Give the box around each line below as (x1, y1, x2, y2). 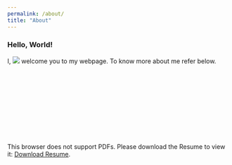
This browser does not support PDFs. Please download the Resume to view (7, 142, 226, 151)
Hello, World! (7, 40, 53, 50)
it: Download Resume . (7, 150, 71, 158)
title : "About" (7, 17, 52, 24)
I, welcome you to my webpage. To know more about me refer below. (7, 57, 217, 65)
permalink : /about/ (7, 10, 65, 18)
